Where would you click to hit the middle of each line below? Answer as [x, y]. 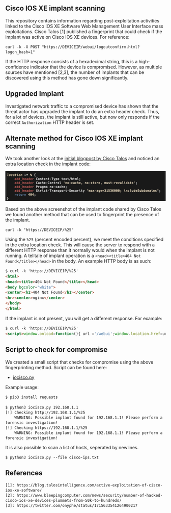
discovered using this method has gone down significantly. [67, 78]
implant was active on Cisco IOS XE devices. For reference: [67, 37]
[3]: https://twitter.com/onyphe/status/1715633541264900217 [72, 506]
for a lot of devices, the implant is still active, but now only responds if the [83, 117]
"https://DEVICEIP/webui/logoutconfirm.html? [91, 47]
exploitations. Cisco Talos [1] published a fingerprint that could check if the [84, 31]
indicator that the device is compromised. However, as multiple [96, 67]
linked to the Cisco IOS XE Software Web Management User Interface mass [84, 26]
